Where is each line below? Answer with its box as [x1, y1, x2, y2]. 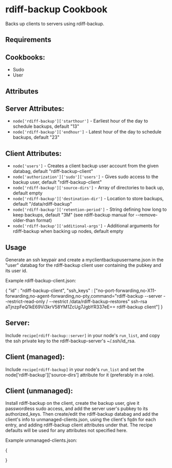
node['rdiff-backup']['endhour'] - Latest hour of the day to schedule [12, 129, 162, 135]
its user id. [5, 267, 28, 274]
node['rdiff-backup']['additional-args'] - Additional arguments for [12, 223, 160, 229]
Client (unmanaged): [5, 386, 73, 395]
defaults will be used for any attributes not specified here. [5, 427, 128, 434]
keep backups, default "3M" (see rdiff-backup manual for [12, 212, 135, 218]
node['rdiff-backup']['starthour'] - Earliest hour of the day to [12, 118, 148, 124]
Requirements [5, 35, 51, 44]
